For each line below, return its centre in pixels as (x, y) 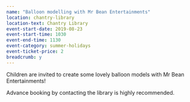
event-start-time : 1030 (36, 35)
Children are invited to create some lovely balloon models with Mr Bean (95, 74)
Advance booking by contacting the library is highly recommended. (90, 92)
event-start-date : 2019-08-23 (45, 29)
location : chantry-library (40, 18)
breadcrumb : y (24, 57)
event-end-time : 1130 (34, 40)
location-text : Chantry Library (47, 23)
